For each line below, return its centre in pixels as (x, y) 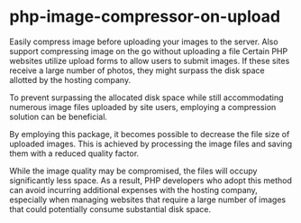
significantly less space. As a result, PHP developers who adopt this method (151, 180)
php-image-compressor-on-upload (145, 17)
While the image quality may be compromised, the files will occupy (133, 171)
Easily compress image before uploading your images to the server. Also (144, 42)
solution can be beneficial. (59, 116)
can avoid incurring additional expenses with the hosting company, (134, 190)
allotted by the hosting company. (70, 79)
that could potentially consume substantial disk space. (110, 209)
